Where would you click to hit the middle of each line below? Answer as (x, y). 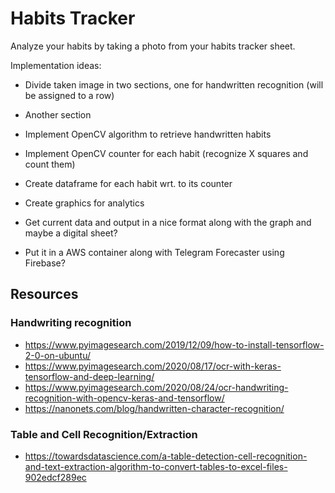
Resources (44, 294)
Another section (58, 114)
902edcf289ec (55, 477)
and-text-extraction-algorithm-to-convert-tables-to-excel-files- (156, 466)
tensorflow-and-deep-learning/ (89, 376)
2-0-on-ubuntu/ (57, 355)
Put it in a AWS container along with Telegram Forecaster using (154, 252)
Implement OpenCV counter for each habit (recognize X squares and (166, 153)
